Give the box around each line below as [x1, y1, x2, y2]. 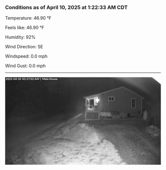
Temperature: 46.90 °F [5, 15, 52, 21]
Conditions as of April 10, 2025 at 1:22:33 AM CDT [5, 4, 128, 11]
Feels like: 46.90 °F [5, 25, 44, 31]
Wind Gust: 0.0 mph [5, 63, 46, 69]
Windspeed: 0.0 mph [5, 53, 48, 59]
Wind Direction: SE [5, 44, 43, 50]
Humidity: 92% [5, 34, 36, 40]
